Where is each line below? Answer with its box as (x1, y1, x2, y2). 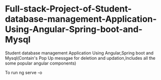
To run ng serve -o (5, 69, 43, 75)
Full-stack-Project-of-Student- (5, 3, 132, 14)
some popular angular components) (5, 60, 76, 66)
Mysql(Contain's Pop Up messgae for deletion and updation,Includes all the (5, 55, 156, 61)
